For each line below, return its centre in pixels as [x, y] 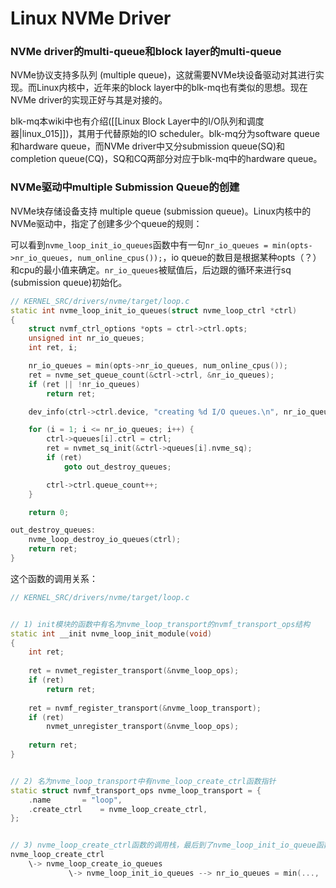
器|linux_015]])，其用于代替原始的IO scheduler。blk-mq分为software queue [165, 134]
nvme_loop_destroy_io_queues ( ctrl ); [105, 540]
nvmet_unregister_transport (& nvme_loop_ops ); [143, 727]
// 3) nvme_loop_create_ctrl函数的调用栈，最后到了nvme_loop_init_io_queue [163, 845]
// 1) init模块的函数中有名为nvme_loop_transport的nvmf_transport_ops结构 [160, 624]
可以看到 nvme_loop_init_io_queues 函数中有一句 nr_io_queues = [139, 244]
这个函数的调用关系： [54, 578]
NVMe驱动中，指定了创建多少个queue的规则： [106, 223]
